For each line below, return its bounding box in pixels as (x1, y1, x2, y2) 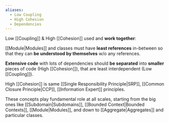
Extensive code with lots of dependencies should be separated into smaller (5, 60, 164, 66)
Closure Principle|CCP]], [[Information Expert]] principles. (5, 87, 125, 93)
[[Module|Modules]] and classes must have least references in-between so (5, 45, 163, 51)
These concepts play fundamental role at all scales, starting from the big (5, 96, 156, 102)
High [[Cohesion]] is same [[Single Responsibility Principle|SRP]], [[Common (5, 81, 164, 87)
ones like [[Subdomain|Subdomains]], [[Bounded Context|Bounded (5, 102, 145, 108)
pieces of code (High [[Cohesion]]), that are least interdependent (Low (5, 66, 152, 72)
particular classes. (5, 112, 44, 118)
